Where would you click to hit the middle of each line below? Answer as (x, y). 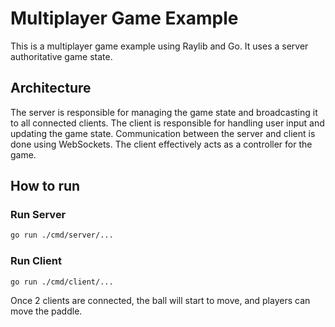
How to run (45, 186)
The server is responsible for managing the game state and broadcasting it (164, 112)
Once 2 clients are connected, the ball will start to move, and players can (160, 301)
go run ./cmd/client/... (62, 282)
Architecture (51, 88)
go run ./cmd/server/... (62, 235)
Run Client (36, 261)
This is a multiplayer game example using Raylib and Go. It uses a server (159, 46)
